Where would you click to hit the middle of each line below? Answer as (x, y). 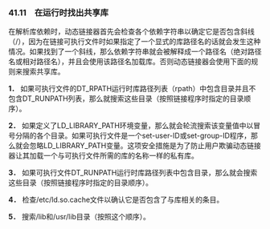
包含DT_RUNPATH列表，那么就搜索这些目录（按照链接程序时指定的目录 (126, 98)
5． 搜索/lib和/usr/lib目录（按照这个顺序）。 (79, 217)
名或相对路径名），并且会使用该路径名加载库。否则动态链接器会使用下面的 (130, 62)
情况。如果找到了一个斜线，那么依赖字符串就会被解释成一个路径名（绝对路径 (135, 52)
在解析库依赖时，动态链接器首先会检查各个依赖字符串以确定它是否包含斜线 (131, 32)
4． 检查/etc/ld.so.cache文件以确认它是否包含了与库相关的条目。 (116, 200)
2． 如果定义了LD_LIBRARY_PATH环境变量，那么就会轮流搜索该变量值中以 (131, 126)
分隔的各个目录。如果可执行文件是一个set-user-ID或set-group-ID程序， (133, 136)
